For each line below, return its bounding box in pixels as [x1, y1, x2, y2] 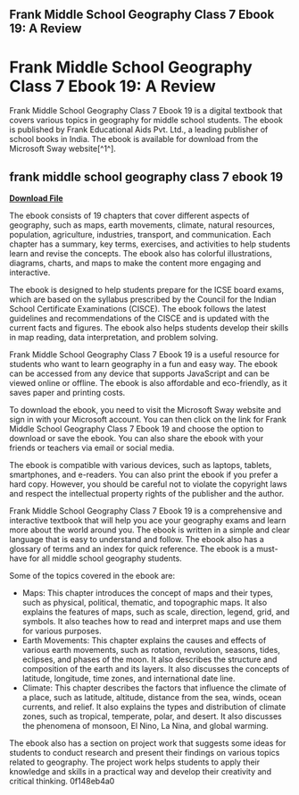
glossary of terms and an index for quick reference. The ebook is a [9, 544, 254, 555]
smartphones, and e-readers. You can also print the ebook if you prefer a [9, 469, 278, 481]
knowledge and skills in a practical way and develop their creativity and [9, 766, 272, 777]
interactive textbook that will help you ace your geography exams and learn [9, 515, 287, 526]
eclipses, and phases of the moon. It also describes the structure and [21, 654, 278, 665]
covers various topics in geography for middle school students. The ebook [9, 115, 284, 126]
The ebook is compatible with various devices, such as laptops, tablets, [9, 460, 272, 471]
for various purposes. [21, 625, 102, 637]
